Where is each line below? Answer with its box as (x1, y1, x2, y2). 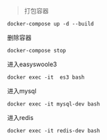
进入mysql (7, 87, 37, 95)
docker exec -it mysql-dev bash (7, 101, 100, 108)
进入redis (7, 114, 34, 121)
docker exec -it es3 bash (7, 74, 85, 81)
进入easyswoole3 (7, 60, 57, 68)
